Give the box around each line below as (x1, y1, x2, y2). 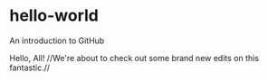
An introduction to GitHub (9, 35, 105, 46)
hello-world (9, 5, 100, 26)
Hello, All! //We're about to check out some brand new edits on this (9, 52, 260, 63)
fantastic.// (9, 62, 51, 73)
